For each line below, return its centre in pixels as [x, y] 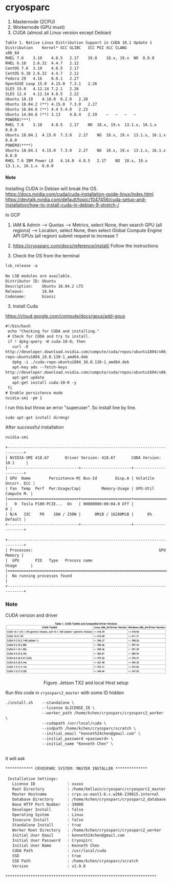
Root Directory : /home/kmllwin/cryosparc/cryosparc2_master [89, 789]
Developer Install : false [48, 810]
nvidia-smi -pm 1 [24, 398]
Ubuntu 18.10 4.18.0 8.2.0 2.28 [47, 99]
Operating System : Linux [48, 815]
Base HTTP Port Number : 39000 [48, 805]
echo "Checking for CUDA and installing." [53, 331]
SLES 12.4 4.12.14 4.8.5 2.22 [42, 94]
